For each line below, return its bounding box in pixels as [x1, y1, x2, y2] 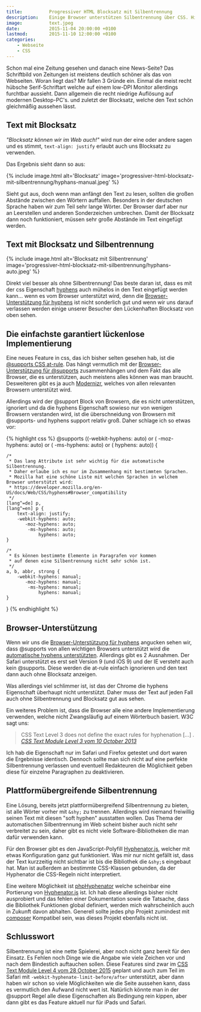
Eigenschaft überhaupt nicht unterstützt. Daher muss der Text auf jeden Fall [6, 689, 193, 695]
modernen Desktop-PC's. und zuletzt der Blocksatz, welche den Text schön [6, 96, 193, 103]
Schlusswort [6, 932, 55, 942]
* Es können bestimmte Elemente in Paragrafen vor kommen [8, 553, 157, 559]
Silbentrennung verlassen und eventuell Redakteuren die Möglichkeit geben [6, 762, 193, 769]
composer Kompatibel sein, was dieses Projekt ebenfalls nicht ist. [6, 914, 168, 921]
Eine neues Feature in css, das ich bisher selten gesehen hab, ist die [6, 354, 175, 362]
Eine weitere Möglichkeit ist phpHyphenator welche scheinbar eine [6, 882, 171, 889]
